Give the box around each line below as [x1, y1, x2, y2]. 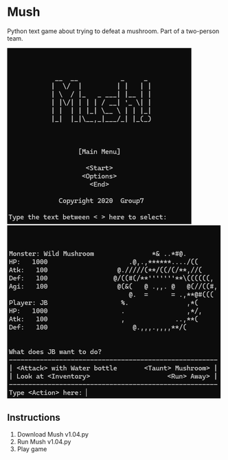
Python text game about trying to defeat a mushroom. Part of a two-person [7, 27, 220, 35]
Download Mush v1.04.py [16, 430, 89, 438]
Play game [16, 445, 47, 453]
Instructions [7, 412, 60, 424]
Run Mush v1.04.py [16, 437, 71, 446]
